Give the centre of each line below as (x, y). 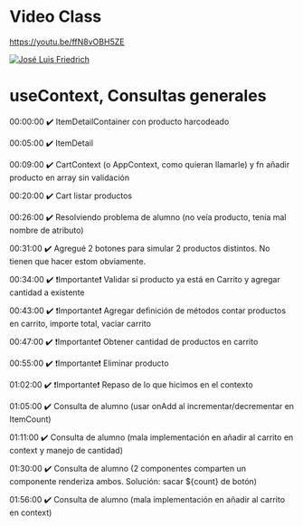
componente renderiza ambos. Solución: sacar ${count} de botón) (133, 481)
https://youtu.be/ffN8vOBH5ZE (67, 42)
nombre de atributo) (47, 230)
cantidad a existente (47, 292)
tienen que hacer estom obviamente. (78, 261)
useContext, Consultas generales (138, 96)
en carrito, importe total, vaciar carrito (80, 323)
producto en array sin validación (70, 177)
